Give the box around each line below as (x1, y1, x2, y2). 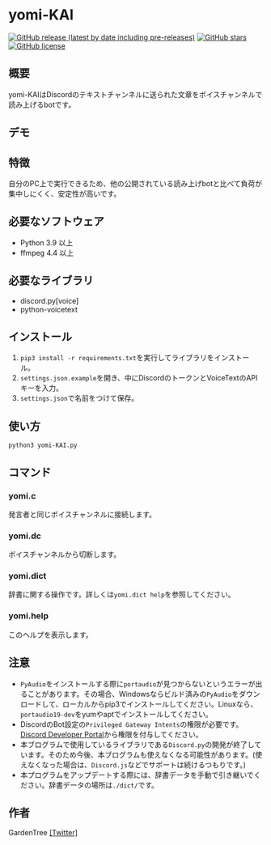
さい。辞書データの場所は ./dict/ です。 (27, 779, 159, 790)
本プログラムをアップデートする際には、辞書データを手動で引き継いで (19, 770, 254, 779)
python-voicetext (19, 304, 78, 314)
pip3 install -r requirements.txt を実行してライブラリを (19, 353, 214, 363)
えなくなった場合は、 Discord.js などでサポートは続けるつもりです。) (19, 759, 247, 770)
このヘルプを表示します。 (8, 630, 93, 639)
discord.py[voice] (19, 295, 79, 305)
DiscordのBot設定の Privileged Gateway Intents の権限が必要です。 (19, 719, 243, 729)
